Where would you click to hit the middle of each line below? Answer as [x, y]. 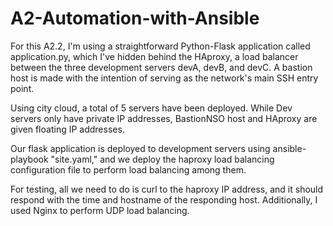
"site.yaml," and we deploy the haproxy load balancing [162, 159]
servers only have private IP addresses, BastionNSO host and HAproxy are [164, 118]
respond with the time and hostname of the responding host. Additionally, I [164, 199]
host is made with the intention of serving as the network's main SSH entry [164, 78]
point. [22, 88]
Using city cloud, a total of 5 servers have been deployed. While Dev [151, 108]
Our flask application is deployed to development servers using [140, 148]
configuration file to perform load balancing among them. [128, 169]
